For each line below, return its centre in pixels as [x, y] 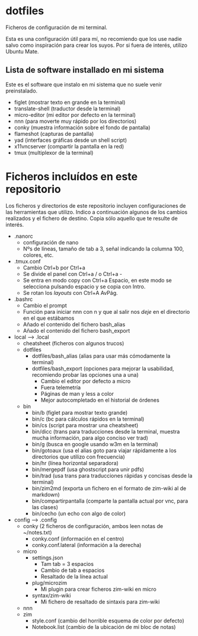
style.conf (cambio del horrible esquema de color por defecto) [108, 621]
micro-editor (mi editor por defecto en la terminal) [75, 115]
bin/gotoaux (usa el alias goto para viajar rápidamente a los [104, 450]
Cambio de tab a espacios [73, 570]
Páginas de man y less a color [77, 393]
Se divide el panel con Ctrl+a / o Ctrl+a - [73, 274]
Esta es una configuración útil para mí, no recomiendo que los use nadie [94, 39]
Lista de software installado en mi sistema [85, 70]
